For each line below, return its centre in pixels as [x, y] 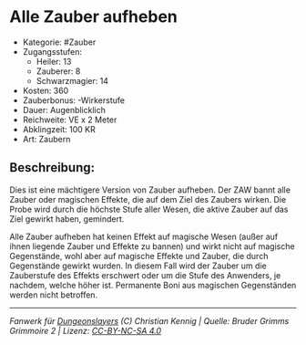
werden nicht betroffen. [54, 295]
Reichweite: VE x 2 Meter [70, 120]
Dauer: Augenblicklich [64, 110]
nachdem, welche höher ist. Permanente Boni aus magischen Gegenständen [153, 285]
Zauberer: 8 [58, 71]
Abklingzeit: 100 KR [59, 129]
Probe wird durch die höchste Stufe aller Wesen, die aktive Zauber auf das [149, 209]
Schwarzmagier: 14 [72, 80]
